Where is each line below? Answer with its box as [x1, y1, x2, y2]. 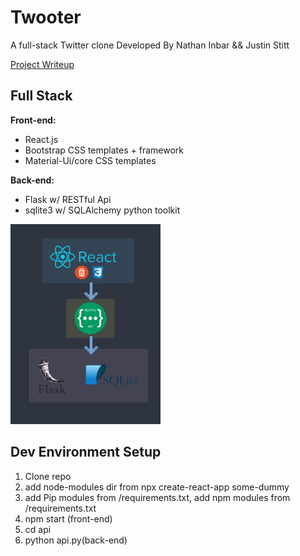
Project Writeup [10, 58, 75, 70]
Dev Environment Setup [10, 444, 162, 461]
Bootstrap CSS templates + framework [24, 144, 185, 156]
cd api [24, 523, 52, 535]
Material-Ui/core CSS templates [24, 154, 157, 166]
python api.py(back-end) [24, 534, 128, 546]
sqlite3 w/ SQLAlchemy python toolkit [24, 204, 181, 216]
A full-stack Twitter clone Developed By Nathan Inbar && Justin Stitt [10, 39, 290, 51]
